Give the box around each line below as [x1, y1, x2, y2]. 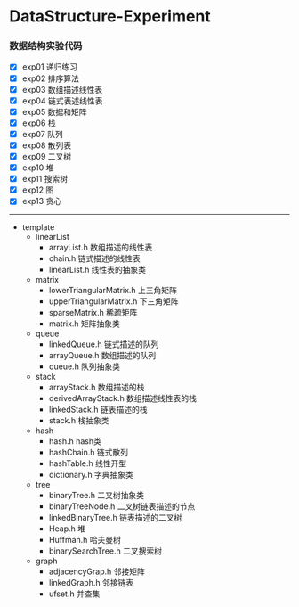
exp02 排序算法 [21, 73, 80, 84]
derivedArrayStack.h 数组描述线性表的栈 [48, 393, 198, 404]
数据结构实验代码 [9, 40, 83, 53]
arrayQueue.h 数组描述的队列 [48, 350, 157, 361]
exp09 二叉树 [21, 151, 72, 161]
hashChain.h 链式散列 [48, 447, 129, 458]
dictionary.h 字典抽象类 [48, 470, 133, 480]
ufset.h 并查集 [48, 588, 101, 599]
